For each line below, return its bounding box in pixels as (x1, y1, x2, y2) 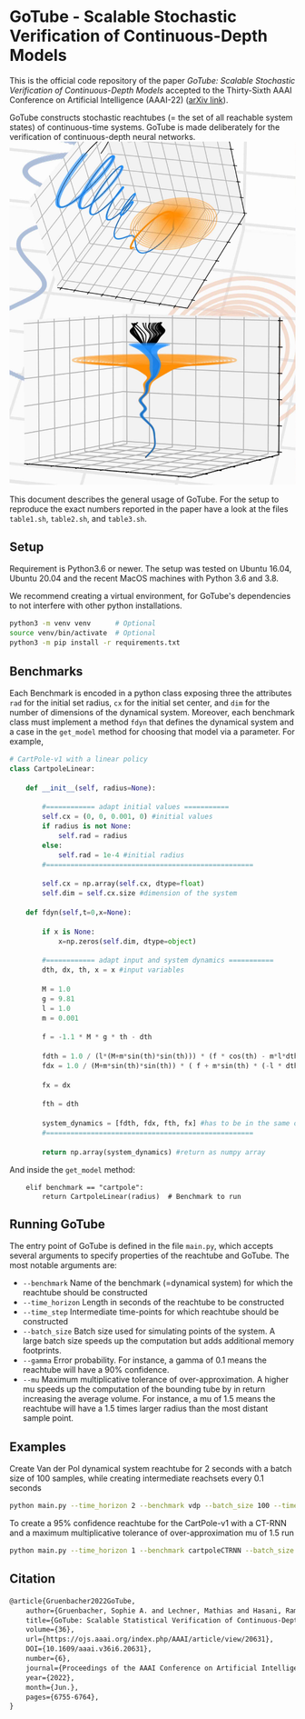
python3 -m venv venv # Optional (9, 619, 156, 628)
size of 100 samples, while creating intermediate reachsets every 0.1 (9, 1473, 265, 1484)
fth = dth (42, 1100, 79, 1109)
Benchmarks (9, 664, 84, 679)
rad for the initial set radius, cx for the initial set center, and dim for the (9, 697, 271, 708)
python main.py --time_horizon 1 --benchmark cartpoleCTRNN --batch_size (9, 1546, 295, 1555)
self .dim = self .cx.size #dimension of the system (42, 889, 238, 898)
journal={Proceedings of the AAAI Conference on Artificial (25, 1664, 258, 1673)
